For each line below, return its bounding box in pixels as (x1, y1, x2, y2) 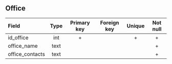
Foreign (100, 19, 119, 26)
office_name (8, 42, 38, 49)
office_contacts (8, 50, 45, 57)
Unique (126, 22, 145, 29)
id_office (8, 34, 29, 41)
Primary (70, 19, 91, 26)
